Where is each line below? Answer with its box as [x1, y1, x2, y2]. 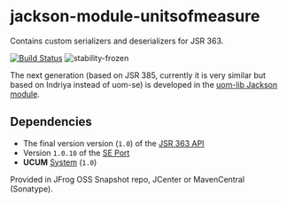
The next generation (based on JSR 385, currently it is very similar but [10, 69, 267, 81]
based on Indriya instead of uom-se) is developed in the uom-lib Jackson [10, 79, 278, 90]
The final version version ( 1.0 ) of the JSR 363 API [22, 137, 205, 148]
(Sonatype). [10, 183, 54, 194]
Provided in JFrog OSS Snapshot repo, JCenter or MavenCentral [10, 174, 245, 184]
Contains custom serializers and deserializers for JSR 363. [10, 35, 224, 46]
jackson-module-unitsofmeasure [10, 6, 260, 27]
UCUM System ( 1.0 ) [22, 157, 97, 168]
